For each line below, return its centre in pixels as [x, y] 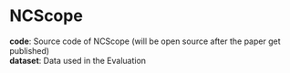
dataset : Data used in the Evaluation [78, 60]
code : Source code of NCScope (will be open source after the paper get [145, 41]
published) [30, 50]
